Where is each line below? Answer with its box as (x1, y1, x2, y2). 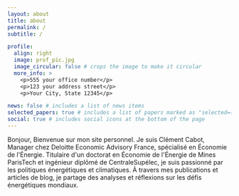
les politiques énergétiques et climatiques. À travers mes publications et (7, 165, 218, 174)
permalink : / (7, 24, 46, 31)
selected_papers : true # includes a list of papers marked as (7, 109, 196, 116)
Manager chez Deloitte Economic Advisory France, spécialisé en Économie (7, 143, 228, 151)
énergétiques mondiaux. (7, 180, 79, 189)
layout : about (7, 10, 50, 18)
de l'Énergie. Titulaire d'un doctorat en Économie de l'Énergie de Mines (7, 150, 216, 159)
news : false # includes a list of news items (7, 103, 144, 110)
